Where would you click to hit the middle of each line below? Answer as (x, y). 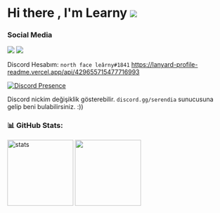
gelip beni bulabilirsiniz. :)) (45, 107)
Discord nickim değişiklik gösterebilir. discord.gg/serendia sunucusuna (110, 99)
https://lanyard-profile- (164, 65)
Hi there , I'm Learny (67, 13)
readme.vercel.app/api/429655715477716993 (73, 72)
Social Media (30, 35)
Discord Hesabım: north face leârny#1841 (69, 65)
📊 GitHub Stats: (35, 126)
